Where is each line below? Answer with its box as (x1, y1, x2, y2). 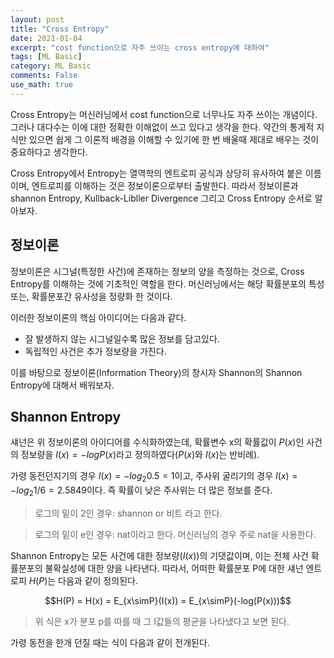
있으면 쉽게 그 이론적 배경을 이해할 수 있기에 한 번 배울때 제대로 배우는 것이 (28, 133, 320, 145)
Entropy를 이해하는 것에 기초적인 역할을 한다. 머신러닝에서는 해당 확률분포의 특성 (10, 277, 325, 290)
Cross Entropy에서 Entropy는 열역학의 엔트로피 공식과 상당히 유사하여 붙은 (10, 167, 303, 179)
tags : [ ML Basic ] (10, 52, 83, 62)
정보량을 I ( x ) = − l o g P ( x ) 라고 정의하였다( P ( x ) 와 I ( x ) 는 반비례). (20, 449, 260, 461)
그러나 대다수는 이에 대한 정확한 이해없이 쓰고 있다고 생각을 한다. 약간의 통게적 (10, 121, 315, 133)
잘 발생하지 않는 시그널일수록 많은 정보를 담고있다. (24, 332, 220, 345)
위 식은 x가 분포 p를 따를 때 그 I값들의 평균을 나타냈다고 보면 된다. (34, 615, 290, 627)
